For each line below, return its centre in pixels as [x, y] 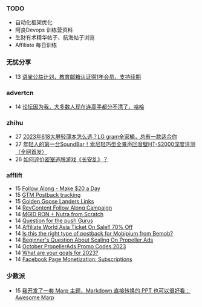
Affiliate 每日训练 [36, 45]
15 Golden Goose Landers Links [54, 202]
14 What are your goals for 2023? [57, 253]
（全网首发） [31, 152]
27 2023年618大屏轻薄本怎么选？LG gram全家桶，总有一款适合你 [96, 137]
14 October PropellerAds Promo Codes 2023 [70, 246]
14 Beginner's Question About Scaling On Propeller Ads [84, 240]
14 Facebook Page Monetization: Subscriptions [74, 259]
